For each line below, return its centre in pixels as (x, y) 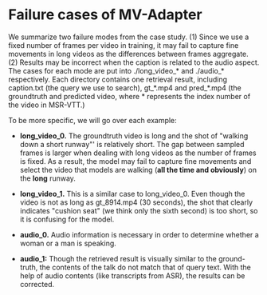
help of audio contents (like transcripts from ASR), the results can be (132, 275)
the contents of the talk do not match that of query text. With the (145, 267)
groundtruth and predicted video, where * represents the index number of (130, 96)
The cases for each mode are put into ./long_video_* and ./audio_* (116, 70)
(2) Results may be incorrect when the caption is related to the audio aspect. (134, 62)
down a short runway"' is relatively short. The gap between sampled (132, 144)
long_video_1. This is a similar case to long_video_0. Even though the (132, 193)
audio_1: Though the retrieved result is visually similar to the (118, 258)
